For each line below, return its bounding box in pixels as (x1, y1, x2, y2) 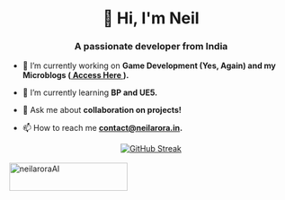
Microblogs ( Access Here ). (22, 70, 129, 81)
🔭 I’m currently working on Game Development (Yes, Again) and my (22, 60, 276, 71)
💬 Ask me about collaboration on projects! (22, 105, 183, 116)
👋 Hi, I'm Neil (102, 8, 200, 29)
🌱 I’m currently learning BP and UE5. (22, 87, 158, 98)
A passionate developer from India (74, 40, 228, 53)
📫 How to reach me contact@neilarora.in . (22, 123, 183, 134)
